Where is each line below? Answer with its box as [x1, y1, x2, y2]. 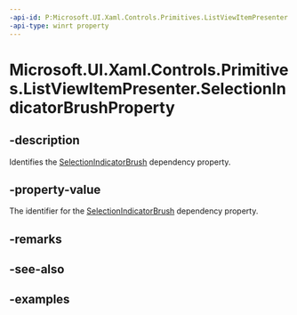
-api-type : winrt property [9, 21, 109, 30]
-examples [9, 292, 70, 307]
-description [9, 133, 80, 148]
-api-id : [9, 12, 42, 22]
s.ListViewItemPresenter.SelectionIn [9, 78, 286, 99]
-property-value [9, 182, 101, 197]
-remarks [9, 231, 62, 246]
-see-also [9, 262, 65, 277]
